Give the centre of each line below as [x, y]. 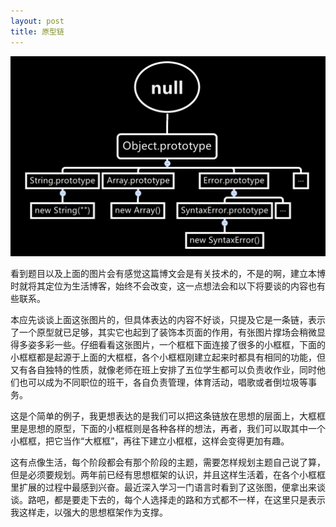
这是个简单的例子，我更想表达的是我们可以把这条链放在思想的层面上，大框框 [168, 416]
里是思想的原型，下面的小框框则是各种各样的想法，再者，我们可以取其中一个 [168, 429]
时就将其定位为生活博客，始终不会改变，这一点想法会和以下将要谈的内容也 [163, 286]
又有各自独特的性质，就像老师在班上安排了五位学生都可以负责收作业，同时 [163, 370]
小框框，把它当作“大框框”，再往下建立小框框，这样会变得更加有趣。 [150, 441]
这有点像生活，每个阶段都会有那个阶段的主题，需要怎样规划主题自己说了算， [168, 462]
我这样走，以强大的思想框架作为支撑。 [89, 512]
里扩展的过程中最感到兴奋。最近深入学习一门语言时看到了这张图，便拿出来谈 [168, 487]
